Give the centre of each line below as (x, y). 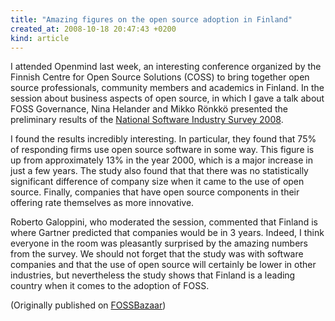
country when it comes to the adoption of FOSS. (110, 286)
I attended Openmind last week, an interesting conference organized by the (166, 67)
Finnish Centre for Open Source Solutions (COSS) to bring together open (160, 77)
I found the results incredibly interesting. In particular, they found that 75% (163, 139)
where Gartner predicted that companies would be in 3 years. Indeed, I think (167, 233)
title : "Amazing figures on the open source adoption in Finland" (151, 19)
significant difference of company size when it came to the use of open (157, 182)
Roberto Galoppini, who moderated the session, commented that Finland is (164, 222)
